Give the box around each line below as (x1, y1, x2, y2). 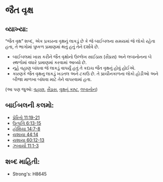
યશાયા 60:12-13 (12, 137, 44, 143)
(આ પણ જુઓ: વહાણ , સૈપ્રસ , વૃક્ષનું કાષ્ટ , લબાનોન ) (5, 86, 98, 92)
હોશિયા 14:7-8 (12, 125, 40, 132)
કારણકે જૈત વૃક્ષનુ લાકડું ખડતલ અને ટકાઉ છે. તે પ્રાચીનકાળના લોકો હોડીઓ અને (12, 71, 158, 77)
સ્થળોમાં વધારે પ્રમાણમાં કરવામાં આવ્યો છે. (12, 60, 87, 65)
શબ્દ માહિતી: (5, 157, 40, 166)
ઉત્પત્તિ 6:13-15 (12, 120, 41, 126)
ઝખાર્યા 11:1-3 (12, 142, 39, 148)
